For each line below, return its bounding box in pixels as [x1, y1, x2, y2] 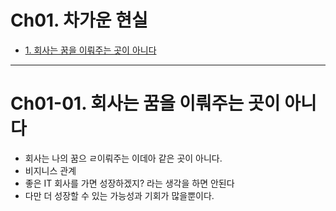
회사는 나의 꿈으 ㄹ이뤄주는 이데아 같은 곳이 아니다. [24, 152, 223, 164]
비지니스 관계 [24, 164, 77, 176]
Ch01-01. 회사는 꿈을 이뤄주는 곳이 [10, 92, 281, 115]
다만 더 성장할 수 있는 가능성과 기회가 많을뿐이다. [24, 189, 215, 201]
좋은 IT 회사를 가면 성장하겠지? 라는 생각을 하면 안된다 [24, 177, 235, 189]
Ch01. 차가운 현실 [10, 9, 148, 32]
